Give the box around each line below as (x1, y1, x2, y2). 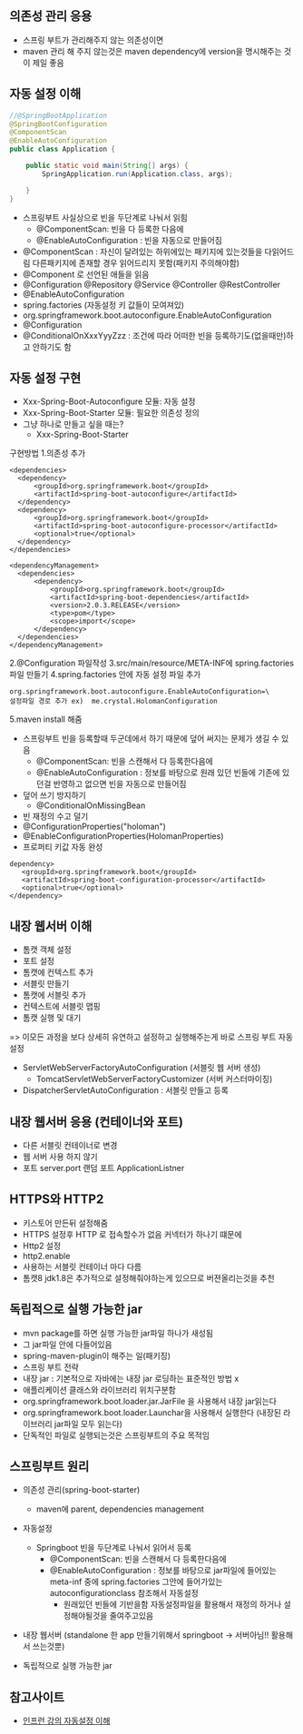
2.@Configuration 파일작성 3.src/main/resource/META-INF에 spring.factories (9, 657, 295, 669)
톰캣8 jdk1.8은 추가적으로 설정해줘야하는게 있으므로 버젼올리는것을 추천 (22, 1272, 275, 1283)
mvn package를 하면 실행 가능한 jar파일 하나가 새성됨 (22, 1327, 214, 1338)
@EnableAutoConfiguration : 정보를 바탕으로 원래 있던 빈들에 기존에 (35, 767, 280, 778)
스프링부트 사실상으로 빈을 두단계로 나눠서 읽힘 (22, 212, 188, 222)
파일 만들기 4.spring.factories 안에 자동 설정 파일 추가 (9, 669, 201, 680)
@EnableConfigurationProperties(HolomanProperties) (22, 831, 224, 842)
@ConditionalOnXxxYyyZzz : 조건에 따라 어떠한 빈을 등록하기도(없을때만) (22, 330, 287, 340)
